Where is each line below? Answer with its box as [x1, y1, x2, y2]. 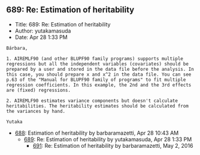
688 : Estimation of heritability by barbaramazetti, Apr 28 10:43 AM [14, 129, 179, 136]
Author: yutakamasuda [14, 27, 71, 34]
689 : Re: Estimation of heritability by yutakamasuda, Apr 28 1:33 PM [23, 135, 192, 143]
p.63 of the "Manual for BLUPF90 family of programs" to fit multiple [6, 76, 186, 83]
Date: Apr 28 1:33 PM [14, 33, 68, 41]
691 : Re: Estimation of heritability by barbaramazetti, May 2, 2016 [32, 142, 193, 149]
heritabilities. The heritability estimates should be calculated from [6, 103, 189, 109]
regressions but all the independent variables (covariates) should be [6, 61, 189, 67]
